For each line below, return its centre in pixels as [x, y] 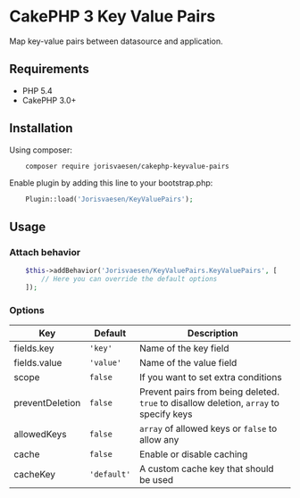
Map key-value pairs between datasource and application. [116, 41]
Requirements [49, 69]
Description [212, 334]
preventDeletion [47, 403]
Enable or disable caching [194, 454]
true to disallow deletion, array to [209, 403]
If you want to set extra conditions [211, 378]
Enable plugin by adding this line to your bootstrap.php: [111, 183]
